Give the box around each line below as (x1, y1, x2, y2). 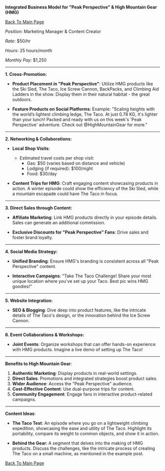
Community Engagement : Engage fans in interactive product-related (12, 391, 153, 397)
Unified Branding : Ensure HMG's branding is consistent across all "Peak (12, 258, 159, 264)
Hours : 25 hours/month (5, 48, 53, 53)
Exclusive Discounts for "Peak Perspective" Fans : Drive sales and (12, 229, 149, 235)
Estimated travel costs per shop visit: (19, 155, 94, 161)
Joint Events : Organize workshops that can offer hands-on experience (12, 341, 156, 347)
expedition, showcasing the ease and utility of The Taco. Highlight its (12, 426, 152, 431)
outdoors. (12, 97, 32, 102)
